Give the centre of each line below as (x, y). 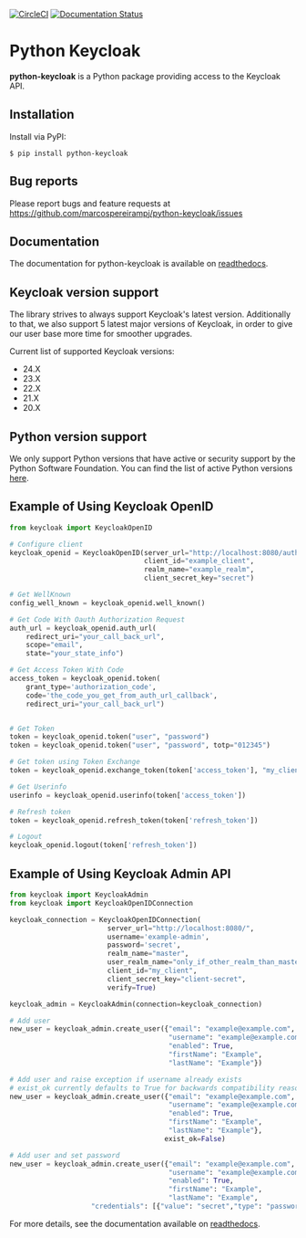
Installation (42, 115)
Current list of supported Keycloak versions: (92, 351)
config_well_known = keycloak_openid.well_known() (107, 603)
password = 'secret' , (144, 945)
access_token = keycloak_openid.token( (85, 679)
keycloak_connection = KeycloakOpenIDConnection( (106, 919)
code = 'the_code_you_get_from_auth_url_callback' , (122, 695)
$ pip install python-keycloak (69, 153)
